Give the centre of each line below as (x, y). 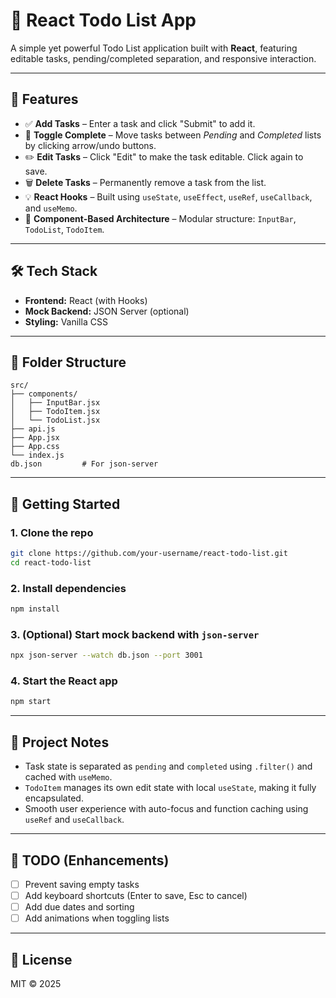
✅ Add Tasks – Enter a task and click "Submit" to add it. (140, 123)
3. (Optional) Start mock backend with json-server (135, 634)
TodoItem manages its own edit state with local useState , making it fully (170, 788)
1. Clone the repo (52, 532)
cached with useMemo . (68, 777)
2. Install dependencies (68, 588)
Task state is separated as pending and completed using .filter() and (168, 766)
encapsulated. (54, 798)
